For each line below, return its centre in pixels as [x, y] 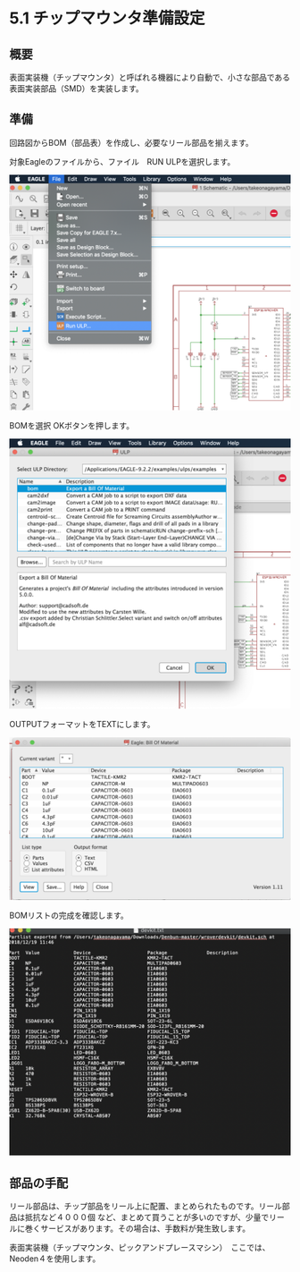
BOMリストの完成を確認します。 [67, 915]
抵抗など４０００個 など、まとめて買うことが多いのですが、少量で [147, 1217]
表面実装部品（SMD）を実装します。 [77, 89]
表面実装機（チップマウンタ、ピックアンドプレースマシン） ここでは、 [140, 1248]
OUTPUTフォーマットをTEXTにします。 [80, 725]
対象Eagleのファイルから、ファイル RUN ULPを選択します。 [122, 161]
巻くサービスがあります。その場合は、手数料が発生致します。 [137, 1229]
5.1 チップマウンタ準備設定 [107, 18]
